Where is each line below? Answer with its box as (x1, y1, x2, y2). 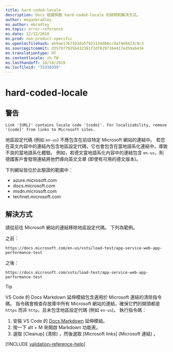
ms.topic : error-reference (5, 27, 63, 32)
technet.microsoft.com (12, 194, 61, 200)
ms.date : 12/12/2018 (5, 31, 50, 36)
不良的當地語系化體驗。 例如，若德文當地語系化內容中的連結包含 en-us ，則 (5, 150, 164, 156)
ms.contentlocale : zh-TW (5, 55, 59, 61)
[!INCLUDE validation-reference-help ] (5, 341, 85, 347)
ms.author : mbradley (5, 22, 50, 27)
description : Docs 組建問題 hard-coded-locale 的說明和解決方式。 (5, 12, 141, 17)
